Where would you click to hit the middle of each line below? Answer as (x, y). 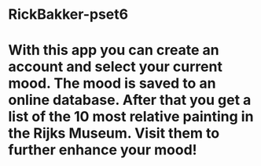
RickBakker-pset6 (68, 14)
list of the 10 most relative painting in (131, 117)
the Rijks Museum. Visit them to (114, 134)
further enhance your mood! (103, 150)
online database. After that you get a (130, 100)
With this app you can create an (114, 51)
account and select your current (115, 67)
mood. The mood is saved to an (112, 83)
